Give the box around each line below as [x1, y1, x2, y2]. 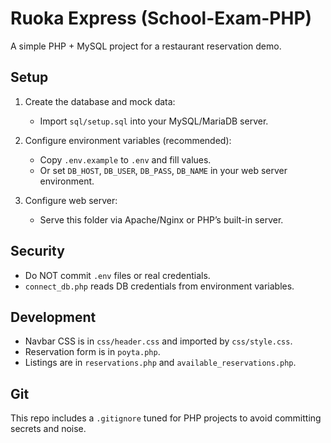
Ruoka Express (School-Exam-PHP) [10, 7, 313, 30]
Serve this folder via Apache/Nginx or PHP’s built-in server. [39, 213, 284, 226]
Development [10, 308, 97, 326]
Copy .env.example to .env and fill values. [39, 153, 212, 166]
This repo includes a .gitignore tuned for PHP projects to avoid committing [10, 412, 322, 424]
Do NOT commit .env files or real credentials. [24, 269, 211, 281]
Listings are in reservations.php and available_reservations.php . [24, 357, 297, 369]
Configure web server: [24, 194, 118, 206]
